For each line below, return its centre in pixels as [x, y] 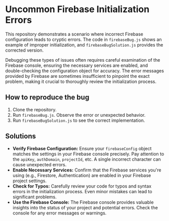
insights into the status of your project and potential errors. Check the [85, 207]
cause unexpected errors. [39, 164]
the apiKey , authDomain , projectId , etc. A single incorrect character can [87, 159]
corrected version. [25, 50]
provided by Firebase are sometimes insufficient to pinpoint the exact [78, 76]
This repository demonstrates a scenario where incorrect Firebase [74, 34]
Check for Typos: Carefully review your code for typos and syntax [82, 186]
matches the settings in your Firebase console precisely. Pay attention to [88, 154]
